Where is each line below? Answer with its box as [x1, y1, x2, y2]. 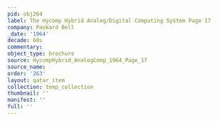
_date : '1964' [7, 30, 50, 38]
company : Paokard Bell [7, 23, 75, 31]
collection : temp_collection [7, 83, 94, 90]
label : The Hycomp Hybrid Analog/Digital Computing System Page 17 [7, 17, 212, 24]
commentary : [7, 43, 43, 51]
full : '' [7, 103, 33, 110]
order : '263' [7, 70, 46, 77]
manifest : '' [7, 97, 46, 104]
